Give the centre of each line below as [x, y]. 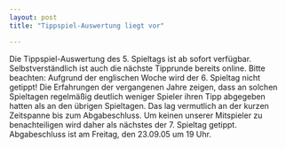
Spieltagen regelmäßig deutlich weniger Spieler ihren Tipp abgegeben [138, 96]
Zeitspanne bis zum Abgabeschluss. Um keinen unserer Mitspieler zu [136, 115]
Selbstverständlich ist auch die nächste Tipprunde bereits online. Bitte [137, 68]
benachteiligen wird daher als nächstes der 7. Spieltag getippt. [123, 124]
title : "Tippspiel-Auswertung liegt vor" [87, 26]
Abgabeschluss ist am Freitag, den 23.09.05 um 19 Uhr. [110, 134]
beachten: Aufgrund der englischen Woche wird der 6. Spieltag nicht [135, 77]
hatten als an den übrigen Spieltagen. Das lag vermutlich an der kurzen [139, 105]
